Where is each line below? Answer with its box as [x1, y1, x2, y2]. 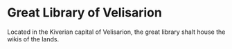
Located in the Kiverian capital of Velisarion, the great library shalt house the [7, 28, 226, 36]
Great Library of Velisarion [7, 5, 163, 21]
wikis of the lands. [7, 35, 60, 43]
